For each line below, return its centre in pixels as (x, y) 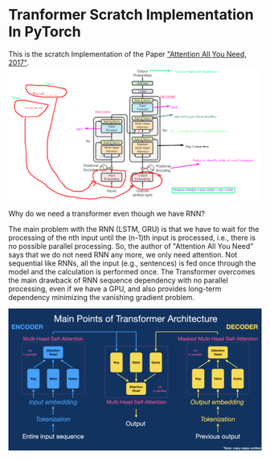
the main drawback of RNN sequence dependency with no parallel (119, 280)
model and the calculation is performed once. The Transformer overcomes (132, 272)
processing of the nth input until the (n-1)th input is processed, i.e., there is (132, 238)
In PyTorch (45, 32)
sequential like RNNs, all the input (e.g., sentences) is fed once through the (132, 263)
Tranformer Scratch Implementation (131, 15)
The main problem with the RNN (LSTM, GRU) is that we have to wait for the (134, 229)
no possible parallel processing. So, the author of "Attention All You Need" (131, 246)
